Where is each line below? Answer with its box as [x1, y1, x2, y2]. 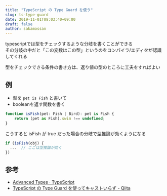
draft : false [5, 21, 33, 27]
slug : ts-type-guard [5, 12, 49, 17]
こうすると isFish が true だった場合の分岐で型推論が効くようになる [5, 130, 146, 137]
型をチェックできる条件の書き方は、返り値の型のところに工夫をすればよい [5, 64, 160, 70]
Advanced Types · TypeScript [12, 179, 75, 185]
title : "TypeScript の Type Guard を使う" [5, 7, 93, 13]
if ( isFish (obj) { [5, 140, 44, 146]
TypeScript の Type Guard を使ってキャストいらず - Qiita [12, 185, 131, 191]
